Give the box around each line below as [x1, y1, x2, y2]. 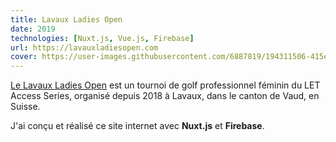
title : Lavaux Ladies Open [10, 14, 123, 25]
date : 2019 [10, 24, 56, 34]
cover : [10, 52, 38, 62]
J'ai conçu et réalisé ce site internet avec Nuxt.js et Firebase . [10, 120, 265, 132]
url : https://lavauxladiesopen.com [10, 42, 159, 53]
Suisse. [10, 101, 41, 113]
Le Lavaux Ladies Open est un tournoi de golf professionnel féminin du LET [10, 79, 321, 91]
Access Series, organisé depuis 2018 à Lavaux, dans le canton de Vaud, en [10, 90, 320, 102]
